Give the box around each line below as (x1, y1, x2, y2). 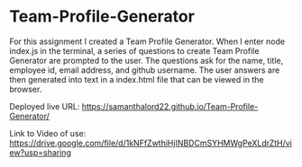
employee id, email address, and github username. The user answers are (9, 65, 280, 75)
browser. (9, 83, 42, 94)
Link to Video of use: (9, 127, 87, 138)
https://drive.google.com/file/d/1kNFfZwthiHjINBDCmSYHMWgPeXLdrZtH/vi (9, 137, 293, 148)
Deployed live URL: (9, 101, 80, 111)
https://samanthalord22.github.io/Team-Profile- (81, 101, 259, 111)
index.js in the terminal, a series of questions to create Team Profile (9, 45, 260, 56)
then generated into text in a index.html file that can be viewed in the (9, 74, 264, 84)
